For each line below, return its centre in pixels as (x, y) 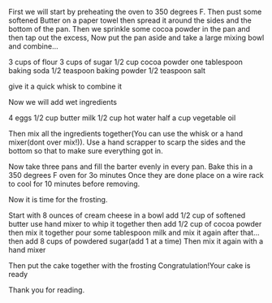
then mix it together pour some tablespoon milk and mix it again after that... (134, 232)
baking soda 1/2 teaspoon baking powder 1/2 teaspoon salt (107, 71)
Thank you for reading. (47, 290)
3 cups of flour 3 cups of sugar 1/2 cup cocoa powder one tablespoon (126, 62)
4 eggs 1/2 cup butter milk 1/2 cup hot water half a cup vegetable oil (122, 118)
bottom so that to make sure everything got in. (86, 151)
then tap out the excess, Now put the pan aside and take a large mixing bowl (136, 37)
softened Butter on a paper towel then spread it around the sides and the (130, 20)
